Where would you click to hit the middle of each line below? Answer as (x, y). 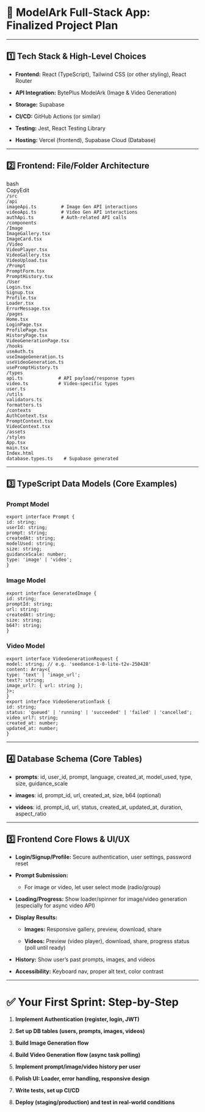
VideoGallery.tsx (28, 255)
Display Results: (36, 917)
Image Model (26, 580)
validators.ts (24, 400)
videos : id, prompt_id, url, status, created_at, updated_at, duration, (99, 807)
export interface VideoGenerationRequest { (63, 659)
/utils (15, 394)
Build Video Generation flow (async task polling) (78, 1055)
